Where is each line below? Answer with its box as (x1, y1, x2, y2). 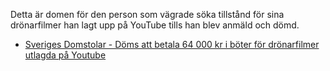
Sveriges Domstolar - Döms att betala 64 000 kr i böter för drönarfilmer (24, 39, 320, 50)
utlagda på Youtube (24, 49, 107, 61)
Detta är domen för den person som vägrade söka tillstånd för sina (10, 9, 285, 20)
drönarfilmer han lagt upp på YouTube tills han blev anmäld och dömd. (10, 19, 300, 31)
